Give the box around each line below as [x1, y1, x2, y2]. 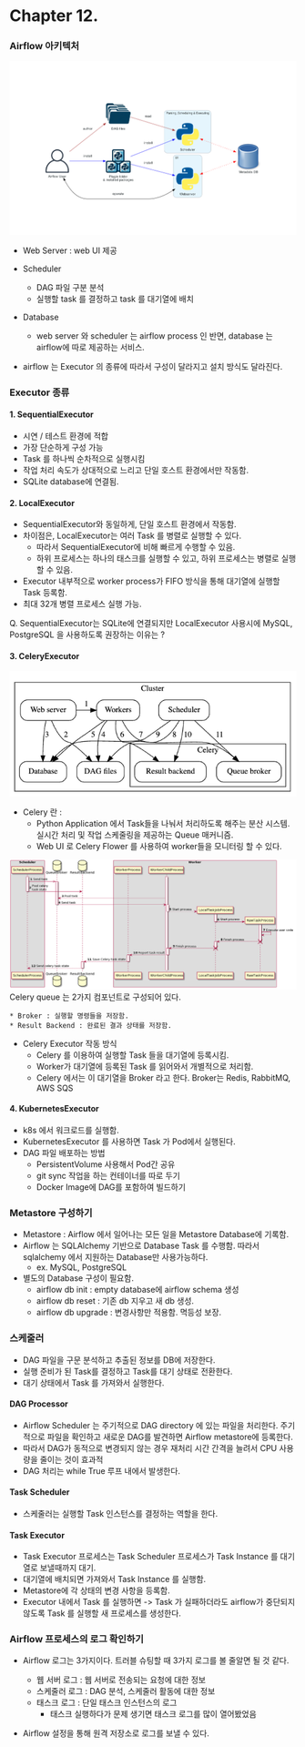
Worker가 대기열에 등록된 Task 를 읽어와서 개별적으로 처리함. [36, 1061, 254, 1072]
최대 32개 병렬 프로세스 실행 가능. [22, 598, 143, 610]
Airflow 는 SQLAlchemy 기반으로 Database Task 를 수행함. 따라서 [22, 1240, 260, 1252]
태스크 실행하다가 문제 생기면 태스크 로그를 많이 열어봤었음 [49, 1709, 257, 1720]
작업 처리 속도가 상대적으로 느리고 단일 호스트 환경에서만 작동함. [22, 465, 249, 476]
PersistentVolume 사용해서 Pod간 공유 [36, 1158, 176, 1170]
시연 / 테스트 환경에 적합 [22, 431, 109, 442]
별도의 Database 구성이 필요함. [22, 1273, 135, 1284]
